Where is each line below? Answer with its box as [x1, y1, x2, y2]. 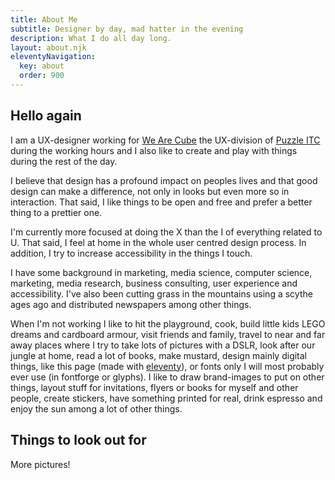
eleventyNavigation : [10, 52, 97, 62]
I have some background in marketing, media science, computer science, [10, 266, 313, 278]
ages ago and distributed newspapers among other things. [10, 298, 252, 310]
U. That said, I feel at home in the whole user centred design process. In [10, 236, 307, 248]
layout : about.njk [10, 42, 87, 53]
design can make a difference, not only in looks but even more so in [10, 185, 290, 197]
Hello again [10, 107, 82, 125]
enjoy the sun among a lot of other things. [10, 402, 183, 415]
